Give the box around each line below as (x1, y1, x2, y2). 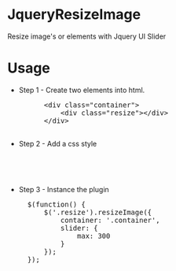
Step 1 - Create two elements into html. (18, 85, 145, 95)
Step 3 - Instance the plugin (18, 184, 109, 194)
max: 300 (76, 231, 111, 240)
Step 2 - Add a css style (18, 139, 97, 148)
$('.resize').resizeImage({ (43, 207, 152, 217)
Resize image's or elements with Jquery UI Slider (7, 32, 167, 41)
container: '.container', (60, 215, 160, 225)
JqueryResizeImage (7, 6, 141, 24)
